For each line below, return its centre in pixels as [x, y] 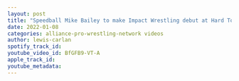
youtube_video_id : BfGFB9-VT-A [54, 54]
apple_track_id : [31, 60]
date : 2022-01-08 [33, 27]
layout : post [27, 14]
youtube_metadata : [34, 66]
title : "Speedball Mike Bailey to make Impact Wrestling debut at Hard [116, 20]
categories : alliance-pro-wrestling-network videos [85, 33]
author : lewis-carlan [39, 40]
